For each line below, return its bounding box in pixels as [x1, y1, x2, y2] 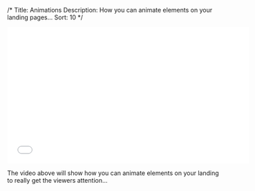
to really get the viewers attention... [7, 176, 108, 184]
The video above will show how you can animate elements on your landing [7, 169, 219, 177]
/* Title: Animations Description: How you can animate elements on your [7, 6, 213, 14]
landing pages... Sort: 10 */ [7, 13, 83, 21]
